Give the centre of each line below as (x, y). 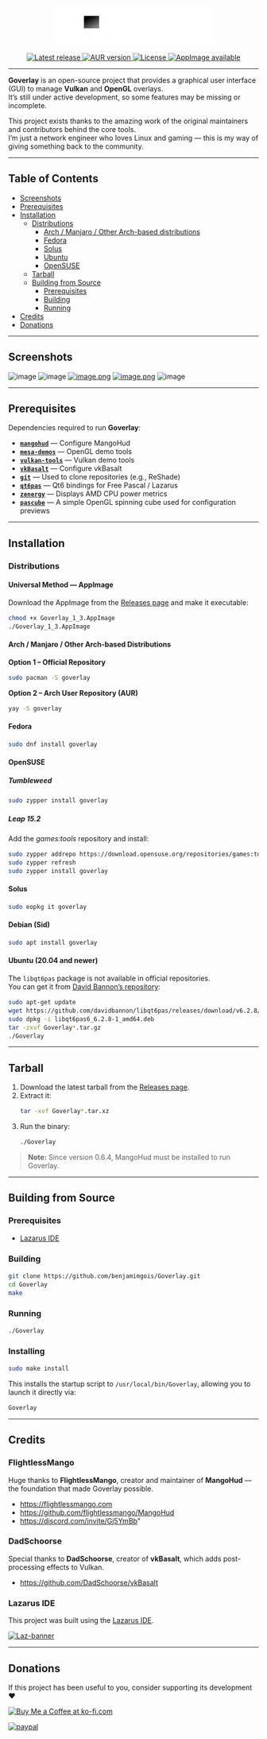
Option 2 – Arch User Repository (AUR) (73, 693)
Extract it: (35, 1096)
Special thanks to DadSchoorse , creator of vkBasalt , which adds (115, 1559)
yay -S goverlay (35, 708)
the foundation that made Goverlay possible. (81, 1489)
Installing (27, 1351)
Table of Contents (54, 179)
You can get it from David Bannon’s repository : (84, 987)
